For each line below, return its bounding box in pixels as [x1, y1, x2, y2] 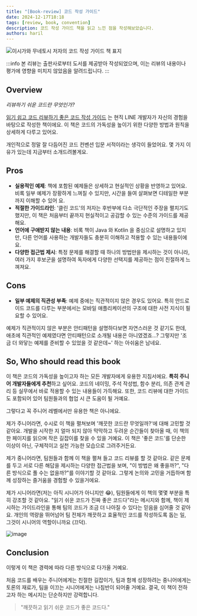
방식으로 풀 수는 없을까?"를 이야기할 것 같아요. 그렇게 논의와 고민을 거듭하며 [12, 469, 185, 476]
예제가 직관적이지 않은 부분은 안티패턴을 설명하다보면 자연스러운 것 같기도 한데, [6, 324, 187, 331]
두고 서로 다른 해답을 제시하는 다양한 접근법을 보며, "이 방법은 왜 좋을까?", [12, 462, 181, 469]
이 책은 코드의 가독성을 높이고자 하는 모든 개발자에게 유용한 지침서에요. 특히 [6, 373, 179, 380]
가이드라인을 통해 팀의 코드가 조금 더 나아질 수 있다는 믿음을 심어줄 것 [21, 504, 181, 511]
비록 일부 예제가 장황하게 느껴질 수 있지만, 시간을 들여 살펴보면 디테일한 [14, 189, 178, 196]
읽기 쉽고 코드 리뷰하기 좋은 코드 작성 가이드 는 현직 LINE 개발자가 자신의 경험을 [6, 113, 188, 121]
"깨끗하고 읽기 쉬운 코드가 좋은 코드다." [20, 604, 110, 611]
